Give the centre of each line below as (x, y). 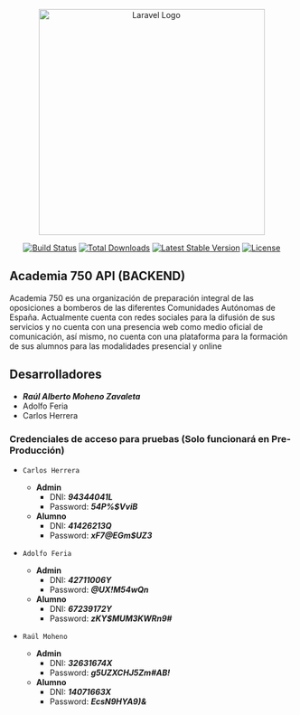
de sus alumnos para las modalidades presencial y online (116, 346)
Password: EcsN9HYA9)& (98, 701)
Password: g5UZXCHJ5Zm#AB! (110, 673)
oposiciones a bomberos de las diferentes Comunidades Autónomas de (142, 307)
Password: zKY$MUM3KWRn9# (111, 618)
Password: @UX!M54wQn (99, 589)
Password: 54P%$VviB (94, 506)
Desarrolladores (56, 375)
